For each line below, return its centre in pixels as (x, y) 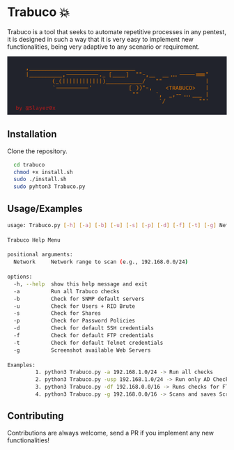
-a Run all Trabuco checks (67, 291)
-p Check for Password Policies (75, 321)
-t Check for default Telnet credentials (88, 343)
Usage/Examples (45, 209)
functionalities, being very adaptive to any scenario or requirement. (103, 47)
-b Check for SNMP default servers (79, 299)
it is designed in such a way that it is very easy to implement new (100, 39)
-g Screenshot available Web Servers (82, 350)
